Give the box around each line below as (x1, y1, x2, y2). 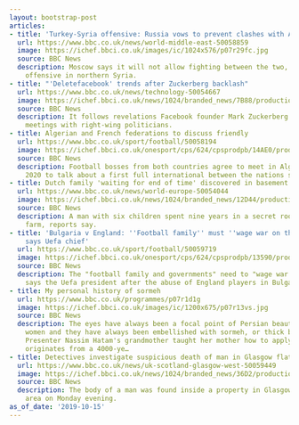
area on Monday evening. (25, 394, 117, 404)
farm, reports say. (25, 220, 98, 229)
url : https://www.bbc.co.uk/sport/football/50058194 (17, 137, 217, 146)
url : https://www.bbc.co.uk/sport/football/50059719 (17, 245, 217, 254)
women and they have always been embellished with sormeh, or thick (25, 328, 285, 337)
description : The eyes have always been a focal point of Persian (17, 320, 269, 329)
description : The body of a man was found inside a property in (17, 386, 261, 395)
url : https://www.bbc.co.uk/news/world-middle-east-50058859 (17, 37, 249, 47)
